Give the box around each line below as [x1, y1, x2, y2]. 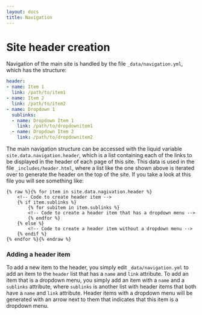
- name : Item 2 [6, 95, 45, 101]
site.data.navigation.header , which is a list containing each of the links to [6, 152, 192, 159]
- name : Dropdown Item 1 [11, 117, 74, 123]
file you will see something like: [6, 177, 84, 184]
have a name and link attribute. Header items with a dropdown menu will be [6, 290, 193, 297]
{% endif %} [17, 231, 47, 237]
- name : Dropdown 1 [6, 106, 55, 112]
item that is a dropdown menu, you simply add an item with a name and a [6, 276, 185, 284]
